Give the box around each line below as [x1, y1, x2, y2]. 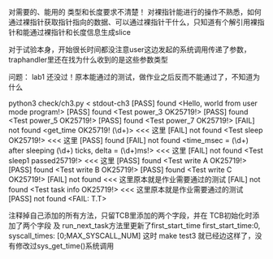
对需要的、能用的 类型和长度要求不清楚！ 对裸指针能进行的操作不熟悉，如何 [8, 7, 262, 16]
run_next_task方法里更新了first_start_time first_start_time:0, [62, 221, 261, 230]
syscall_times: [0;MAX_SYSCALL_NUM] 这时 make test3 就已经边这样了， [8, 231, 256, 240]
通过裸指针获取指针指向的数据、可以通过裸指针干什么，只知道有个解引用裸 [8, 17, 258, 27]
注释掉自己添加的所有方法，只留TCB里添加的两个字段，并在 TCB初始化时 [8, 210, 253, 220]
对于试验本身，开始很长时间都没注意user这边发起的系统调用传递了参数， [8, 45, 252, 54]
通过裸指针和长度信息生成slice [29, 28, 132, 37]
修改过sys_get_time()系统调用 [15, 241, 115, 250]
